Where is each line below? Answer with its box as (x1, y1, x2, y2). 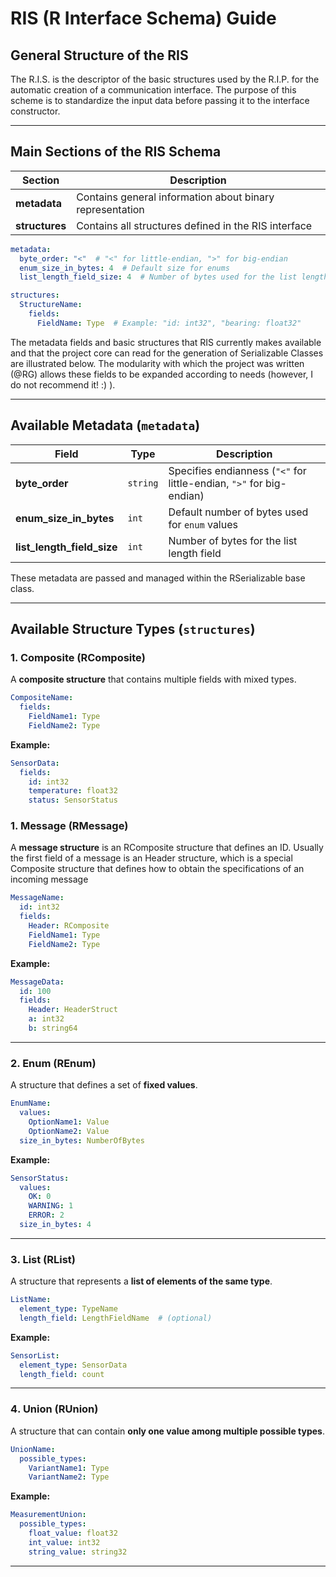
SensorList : (10, 1350, 60, 1361)
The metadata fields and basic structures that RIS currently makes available (10, 336, 322, 348)
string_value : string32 (28, 1547, 128, 1557)
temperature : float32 (28, 786, 118, 796)
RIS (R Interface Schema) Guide (10, 7, 277, 30)
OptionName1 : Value (28, 1117, 110, 1127)
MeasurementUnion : (10, 1510, 87, 1520)
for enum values (168, 517, 238, 531)
